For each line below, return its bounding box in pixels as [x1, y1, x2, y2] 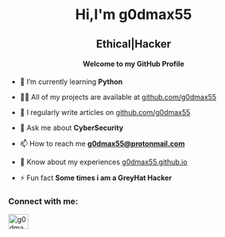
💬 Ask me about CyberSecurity [19, 123, 124, 132]
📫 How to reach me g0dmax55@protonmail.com [19, 139, 185, 148]
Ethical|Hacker [95, 37, 172, 51]
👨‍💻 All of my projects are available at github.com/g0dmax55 [19, 92, 217, 101]
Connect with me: [8, 196, 79, 207]
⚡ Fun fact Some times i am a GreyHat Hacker [19, 173, 173, 182]
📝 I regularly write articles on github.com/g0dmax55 [19, 107, 191, 117]
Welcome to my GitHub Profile [83, 59, 184, 69]
